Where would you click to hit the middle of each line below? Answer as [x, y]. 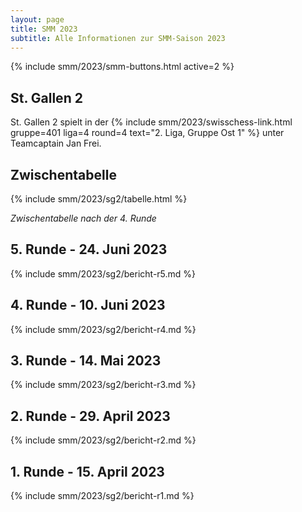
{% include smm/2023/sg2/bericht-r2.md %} [103, 440]
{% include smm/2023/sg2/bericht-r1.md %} [102, 496]
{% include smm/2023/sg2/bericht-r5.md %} [103, 273]
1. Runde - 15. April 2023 [87, 471]
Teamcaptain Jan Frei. [56, 143]
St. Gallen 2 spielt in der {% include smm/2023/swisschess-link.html [151, 122]
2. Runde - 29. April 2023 [90, 416]
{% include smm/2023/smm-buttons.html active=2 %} [122, 67]
